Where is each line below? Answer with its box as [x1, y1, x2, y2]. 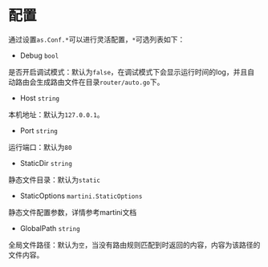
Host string [19, 93, 60, 103]
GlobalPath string [19, 223, 80, 233]
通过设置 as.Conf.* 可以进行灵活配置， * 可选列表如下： [8, 34, 185, 44]
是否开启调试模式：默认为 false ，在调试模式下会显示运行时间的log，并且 [8, 67, 248, 76]
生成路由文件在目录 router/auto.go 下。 [35, 77, 164, 87]
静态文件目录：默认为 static [8, 175, 100, 184]
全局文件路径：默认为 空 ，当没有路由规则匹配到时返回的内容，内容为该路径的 [8, 240, 261, 249]
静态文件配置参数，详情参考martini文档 [8, 207, 137, 216]
